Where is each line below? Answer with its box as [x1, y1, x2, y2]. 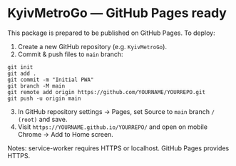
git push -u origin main [7, 95, 81, 102]
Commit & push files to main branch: [17, 50, 123, 58]
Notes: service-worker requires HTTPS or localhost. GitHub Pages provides [7, 144, 230, 152]
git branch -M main [7, 82, 66, 90]
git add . [7, 70, 37, 77]
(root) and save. [17, 115, 68, 123]
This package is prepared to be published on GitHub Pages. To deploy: [7, 28, 215, 37]
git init [7, 63, 34, 71]
